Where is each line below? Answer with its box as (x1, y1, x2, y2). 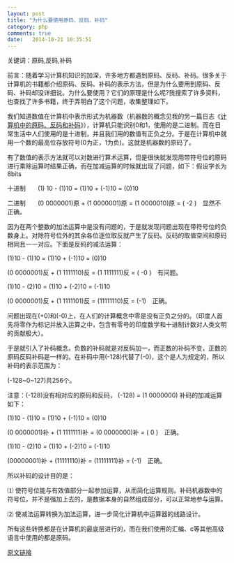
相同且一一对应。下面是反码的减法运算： (7, 240, 123, 249)
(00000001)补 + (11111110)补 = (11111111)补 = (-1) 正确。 (7, 457, 166, 465)
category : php (7, 23, 49, 30)
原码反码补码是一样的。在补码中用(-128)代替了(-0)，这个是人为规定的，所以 (7, 353, 225, 361)
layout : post (7, 10, 45, 17)
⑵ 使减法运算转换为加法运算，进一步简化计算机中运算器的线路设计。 (7, 510, 204, 518)
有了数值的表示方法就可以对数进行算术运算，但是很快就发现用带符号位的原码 (7, 153, 227, 161)
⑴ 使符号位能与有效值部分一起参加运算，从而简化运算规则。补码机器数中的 (7, 486, 223, 495)
